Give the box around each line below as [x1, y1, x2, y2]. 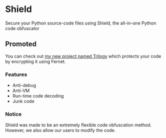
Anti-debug [12, 82, 36, 88]
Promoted [5, 40, 36, 48]
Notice [5, 110, 22, 117]
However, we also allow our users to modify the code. [5, 127, 116, 133]
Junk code [12, 98, 35, 104]
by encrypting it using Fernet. [5, 58, 66, 64]
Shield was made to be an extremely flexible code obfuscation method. [5, 122, 152, 128]
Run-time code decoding [12, 93, 64, 99]
